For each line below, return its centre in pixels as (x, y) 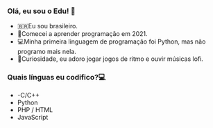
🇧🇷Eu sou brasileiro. (48, 26)
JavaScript (33, 117)
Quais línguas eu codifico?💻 (57, 77)
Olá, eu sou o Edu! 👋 (41, 11)
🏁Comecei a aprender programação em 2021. (82, 34)
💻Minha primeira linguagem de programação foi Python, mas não (111, 42)
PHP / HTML (35, 109)
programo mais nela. (46, 52)
